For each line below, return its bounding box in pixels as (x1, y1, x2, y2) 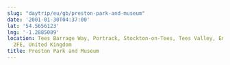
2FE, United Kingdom (13, 41, 72, 48)
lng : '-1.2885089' (7, 28, 60, 36)
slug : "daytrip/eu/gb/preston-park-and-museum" (7, 9, 146, 17)
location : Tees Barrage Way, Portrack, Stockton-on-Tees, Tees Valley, (7, 35, 216, 42)
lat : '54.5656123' (7, 22, 60, 29)
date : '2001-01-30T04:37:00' (7, 16, 90, 23)
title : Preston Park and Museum (7, 48, 99, 55)
